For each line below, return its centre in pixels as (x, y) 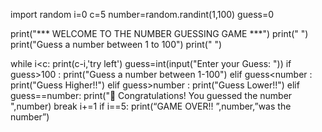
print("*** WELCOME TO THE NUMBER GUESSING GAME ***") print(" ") (159, 33)
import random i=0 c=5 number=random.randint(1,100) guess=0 (142, 14)
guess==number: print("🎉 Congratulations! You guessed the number (151, 95)
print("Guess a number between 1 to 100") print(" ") (116, 44)
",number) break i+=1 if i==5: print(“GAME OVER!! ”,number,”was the (151, 106)
